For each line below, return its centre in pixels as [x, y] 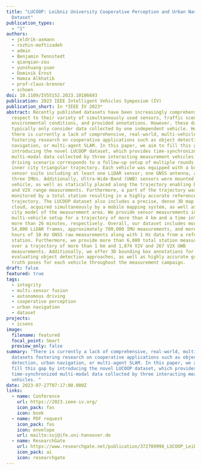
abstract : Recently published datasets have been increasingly [87, 112]
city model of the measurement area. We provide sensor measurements [100, 213]
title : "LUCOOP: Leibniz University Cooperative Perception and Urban [96, 12]
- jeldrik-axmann [33, 40]
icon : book [31, 413]
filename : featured [36, 335]
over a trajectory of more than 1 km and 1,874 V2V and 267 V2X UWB [99, 246]
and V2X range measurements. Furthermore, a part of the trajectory [99, 190]
